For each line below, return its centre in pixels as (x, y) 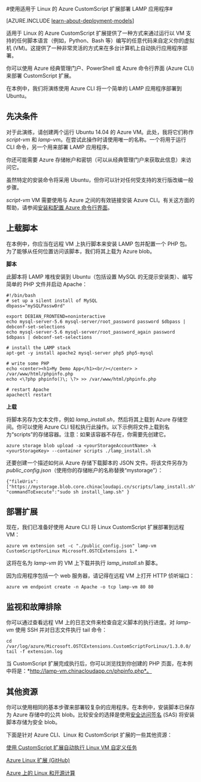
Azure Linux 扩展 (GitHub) (38, 760)
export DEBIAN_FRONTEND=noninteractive (56, 316)
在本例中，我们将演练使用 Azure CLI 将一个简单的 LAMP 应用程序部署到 (94, 88)
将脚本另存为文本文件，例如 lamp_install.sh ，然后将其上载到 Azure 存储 (94, 419)
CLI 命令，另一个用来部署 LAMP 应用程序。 (59, 147)
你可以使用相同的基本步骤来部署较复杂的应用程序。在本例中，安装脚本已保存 (100, 707)
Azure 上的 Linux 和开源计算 (41, 773)
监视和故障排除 (34, 607)
